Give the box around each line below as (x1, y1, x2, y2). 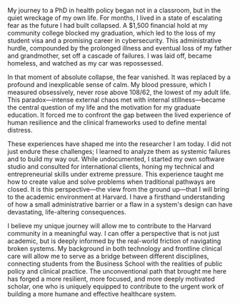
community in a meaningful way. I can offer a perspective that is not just (7, 229, 220, 237)
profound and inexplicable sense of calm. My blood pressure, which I (7, 81, 211, 88)
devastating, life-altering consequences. (7, 208, 126, 216)
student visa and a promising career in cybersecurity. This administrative (7, 36, 222, 45)
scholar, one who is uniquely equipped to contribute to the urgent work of (7, 282, 224, 291)
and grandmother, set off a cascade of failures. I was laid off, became (7, 51, 212, 60)
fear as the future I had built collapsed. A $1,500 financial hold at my (7, 21, 209, 29)
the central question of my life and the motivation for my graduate (7, 103, 201, 111)
